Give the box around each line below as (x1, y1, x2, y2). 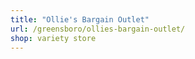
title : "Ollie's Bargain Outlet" (10, 14, 150, 25)
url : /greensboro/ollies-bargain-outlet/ (10, 24, 186, 34)
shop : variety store (10, 33, 97, 43)
